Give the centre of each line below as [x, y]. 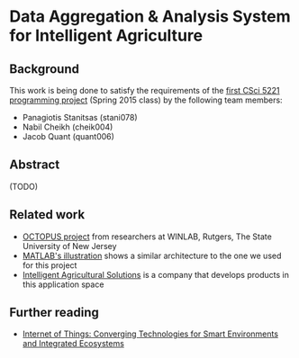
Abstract [35, 165]
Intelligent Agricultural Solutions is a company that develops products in [156, 274]
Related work [47, 215]
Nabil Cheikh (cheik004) [68, 127]
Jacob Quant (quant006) [68, 136]
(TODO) [24, 186]
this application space [63, 284]
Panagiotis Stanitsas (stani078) [80, 117]
